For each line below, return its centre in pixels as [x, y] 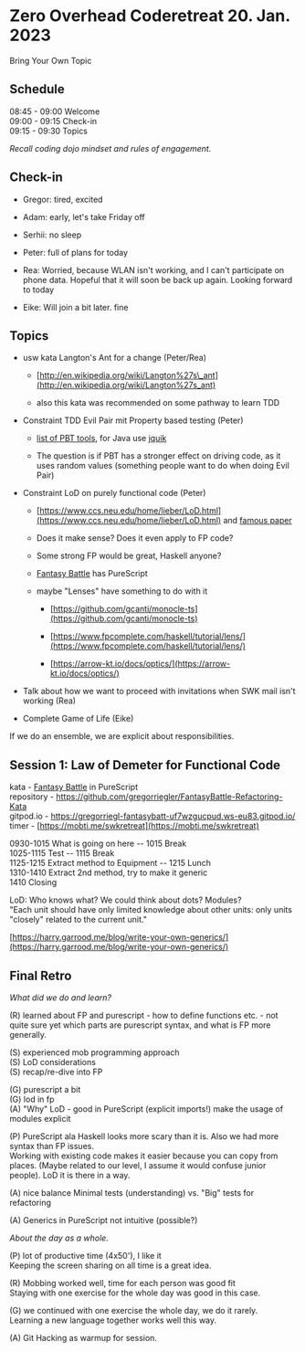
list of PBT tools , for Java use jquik [101, 438]
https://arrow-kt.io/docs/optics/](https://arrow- [142, 664]
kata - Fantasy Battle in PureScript [74, 787]
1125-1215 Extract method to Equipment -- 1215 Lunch [110, 863]
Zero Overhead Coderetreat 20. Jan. [150, 16]
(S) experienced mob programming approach [95, 1052]
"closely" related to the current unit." [79, 920]
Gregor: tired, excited [63, 199]
